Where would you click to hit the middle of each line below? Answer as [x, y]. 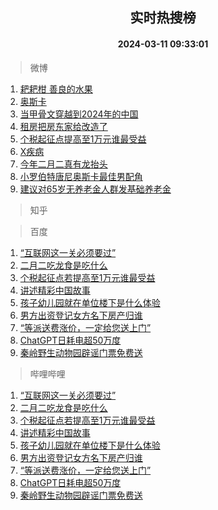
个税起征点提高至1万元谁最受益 [83, 139]
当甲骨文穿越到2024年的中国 [79, 114]
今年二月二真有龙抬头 [63, 164]
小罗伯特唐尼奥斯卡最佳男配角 [81, 176]
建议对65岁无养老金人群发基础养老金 [95, 189]
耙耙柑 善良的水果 [56, 89]
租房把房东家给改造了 [63, 126]
